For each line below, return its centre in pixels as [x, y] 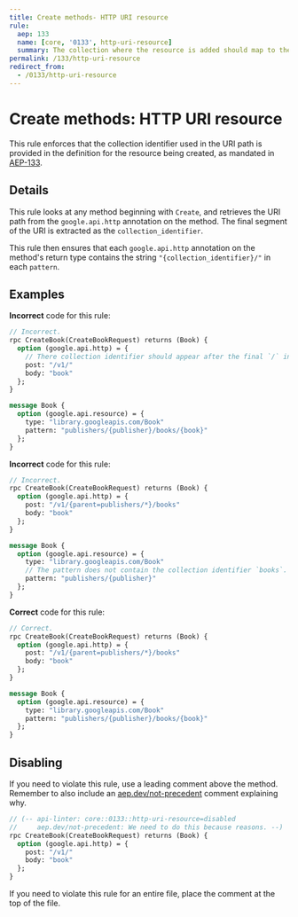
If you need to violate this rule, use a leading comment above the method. [144, 784]
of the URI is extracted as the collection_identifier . [106, 231]
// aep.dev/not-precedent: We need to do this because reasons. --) [146, 827]
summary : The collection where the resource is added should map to [146, 51]
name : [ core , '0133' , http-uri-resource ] [95, 42]
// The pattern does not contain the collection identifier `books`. [157, 570]
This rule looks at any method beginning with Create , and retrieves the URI [145, 212]
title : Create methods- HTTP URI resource [89, 17]
